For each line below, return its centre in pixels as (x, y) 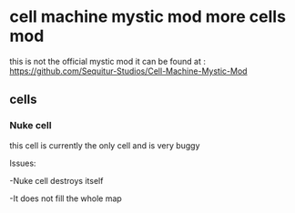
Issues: (23, 163)
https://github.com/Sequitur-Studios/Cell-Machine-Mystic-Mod (128, 71)
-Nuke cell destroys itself (56, 180)
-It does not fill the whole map (66, 198)
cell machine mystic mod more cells (148, 17)
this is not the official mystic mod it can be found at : (108, 61)
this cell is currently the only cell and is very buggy (105, 145)
